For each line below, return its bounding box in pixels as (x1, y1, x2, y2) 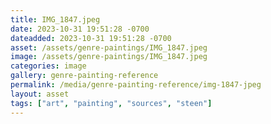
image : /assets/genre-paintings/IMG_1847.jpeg (10, 52, 208, 62)
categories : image (10, 61, 87, 71)
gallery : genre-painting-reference (10, 71, 159, 81)
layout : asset (10, 89, 70, 99)
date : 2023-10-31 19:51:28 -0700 (10, 24, 150, 34)
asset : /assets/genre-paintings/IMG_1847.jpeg (10, 42, 208, 53)
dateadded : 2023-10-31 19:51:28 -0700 (10, 33, 172, 43)
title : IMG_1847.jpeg (10, 14, 101, 25)
